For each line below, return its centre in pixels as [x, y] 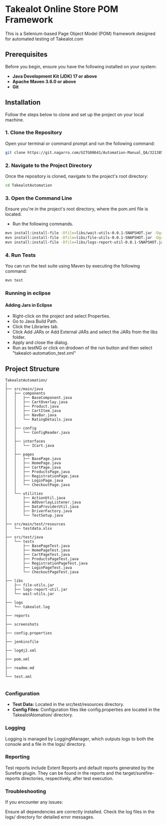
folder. [19, 337]
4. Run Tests [20, 255]
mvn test [14, 280]
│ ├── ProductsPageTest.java [42, 559]
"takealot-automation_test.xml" [44, 353]
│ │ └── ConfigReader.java [38, 432]
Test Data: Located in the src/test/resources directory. [68, 704]
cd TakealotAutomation [29, 185]
